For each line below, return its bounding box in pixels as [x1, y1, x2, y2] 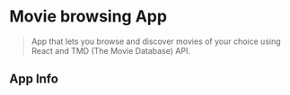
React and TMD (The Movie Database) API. [31, 45, 191, 56]
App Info [9, 72, 58, 87]
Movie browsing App [9, 6, 168, 27]
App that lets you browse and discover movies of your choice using [31, 36, 281, 47]
